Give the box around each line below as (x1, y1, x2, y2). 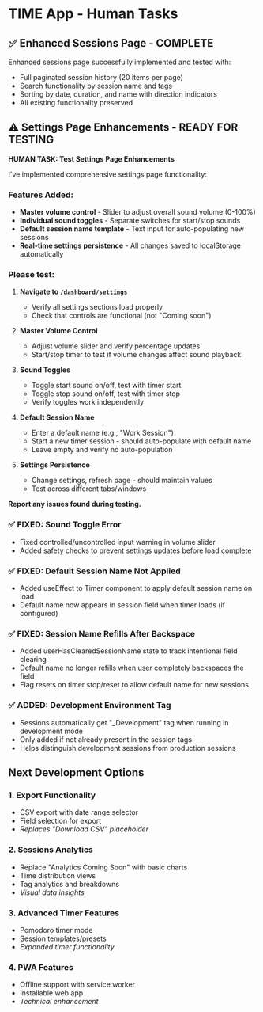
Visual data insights (19, 888, 85, 897)
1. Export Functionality (8, 789, 96, 801)
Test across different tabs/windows (31, 484, 147, 493)
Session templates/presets (19, 934, 107, 943)
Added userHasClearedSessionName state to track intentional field (19, 646, 239, 656)
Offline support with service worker (19, 980, 136, 990)
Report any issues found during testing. (8, 500, 141, 509)
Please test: (8, 269, 55, 280)
